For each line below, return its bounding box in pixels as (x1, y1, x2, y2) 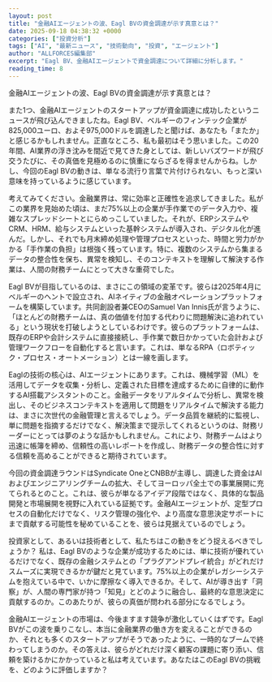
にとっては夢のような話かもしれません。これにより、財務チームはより (29, 431, 263, 440)
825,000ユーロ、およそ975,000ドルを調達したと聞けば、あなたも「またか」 (8, 125, 264, 135)
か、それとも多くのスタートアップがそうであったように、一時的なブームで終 (8, 634, 264, 644)
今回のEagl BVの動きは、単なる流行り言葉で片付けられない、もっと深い (22, 165, 262, 175)
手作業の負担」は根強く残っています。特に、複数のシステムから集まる (29, 244, 264, 254)
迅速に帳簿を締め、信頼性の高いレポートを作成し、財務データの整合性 (8, 440, 244, 450)
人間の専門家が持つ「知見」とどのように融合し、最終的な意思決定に (36, 586, 265, 596)
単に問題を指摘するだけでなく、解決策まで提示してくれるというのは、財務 (8, 420, 257, 430)
